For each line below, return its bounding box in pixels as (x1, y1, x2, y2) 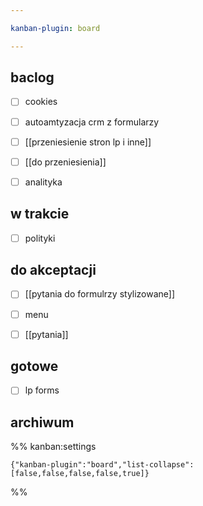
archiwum (10, 414, 75, 431)
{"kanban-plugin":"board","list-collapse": (10, 460, 195, 470)
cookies (24, 96, 58, 108)
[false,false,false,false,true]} (10, 469, 150, 479)
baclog (10, 69, 55, 86)
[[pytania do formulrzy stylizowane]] (24, 288, 176, 300)
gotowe (10, 358, 59, 375)
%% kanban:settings (10, 441, 97, 453)
